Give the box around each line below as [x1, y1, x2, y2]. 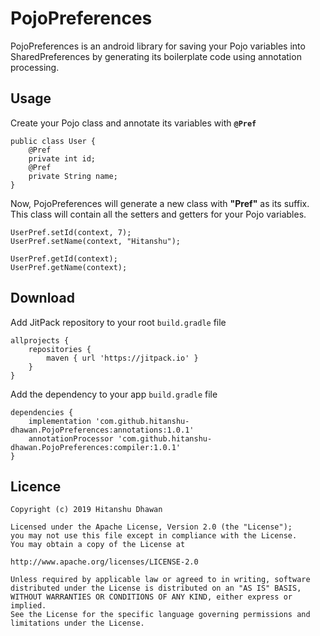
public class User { [10, 136, 97, 146]
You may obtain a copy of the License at [10, 540, 186, 550]
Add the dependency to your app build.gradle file [10, 388, 218, 400]
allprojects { [10, 335, 70, 346]
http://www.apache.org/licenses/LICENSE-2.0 [10, 557, 199, 567]
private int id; [28, 153, 97, 164]
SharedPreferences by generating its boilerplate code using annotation [10, 50, 302, 62]
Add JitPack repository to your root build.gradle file [10, 316, 227, 328]
